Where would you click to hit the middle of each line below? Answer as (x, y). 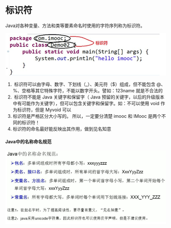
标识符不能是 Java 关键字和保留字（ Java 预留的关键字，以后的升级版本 (89, 97)
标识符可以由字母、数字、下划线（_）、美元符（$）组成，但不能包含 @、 (90, 84)
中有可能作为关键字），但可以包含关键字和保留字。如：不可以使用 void (86, 104)
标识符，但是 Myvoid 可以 (44, 110)
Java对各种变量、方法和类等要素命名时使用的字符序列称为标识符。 (75, 26)
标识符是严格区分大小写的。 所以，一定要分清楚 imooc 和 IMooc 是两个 (87, 116)
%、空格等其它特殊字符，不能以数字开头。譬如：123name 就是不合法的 (88, 91)
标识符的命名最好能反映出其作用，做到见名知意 (62, 129)
